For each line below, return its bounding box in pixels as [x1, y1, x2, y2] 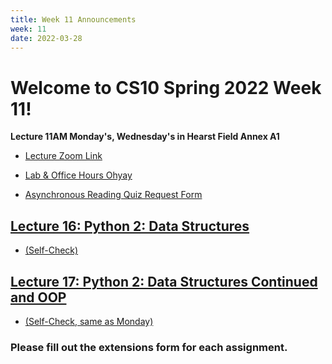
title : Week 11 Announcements [10, 14, 137, 25]
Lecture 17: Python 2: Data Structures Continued [10, 273, 318, 290]
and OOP [10, 289, 67, 306]
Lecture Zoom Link [24, 150, 103, 162]
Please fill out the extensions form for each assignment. [10, 340, 288, 354]
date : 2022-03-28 [10, 33, 83, 43]
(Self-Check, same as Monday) [24, 315, 154, 327]
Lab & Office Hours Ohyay [24, 169, 133, 181]
